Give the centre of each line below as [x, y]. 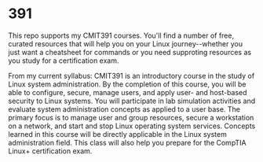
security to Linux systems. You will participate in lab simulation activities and [132, 101]
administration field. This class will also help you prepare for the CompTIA [127, 142]
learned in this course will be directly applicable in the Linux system [118, 134]
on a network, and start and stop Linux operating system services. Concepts [132, 126]
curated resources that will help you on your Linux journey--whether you [126, 43]
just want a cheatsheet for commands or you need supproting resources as [130, 52]
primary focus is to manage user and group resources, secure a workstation [131, 117]
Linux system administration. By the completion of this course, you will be [127, 84]
